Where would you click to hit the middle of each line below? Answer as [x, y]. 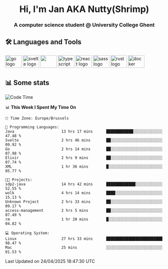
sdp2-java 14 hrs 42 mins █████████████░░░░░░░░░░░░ [84, 184]
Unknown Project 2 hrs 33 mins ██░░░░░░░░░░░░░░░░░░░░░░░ [84, 202]
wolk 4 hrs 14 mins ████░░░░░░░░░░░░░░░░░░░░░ [84, 193]
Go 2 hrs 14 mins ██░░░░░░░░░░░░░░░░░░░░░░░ [84, 149]
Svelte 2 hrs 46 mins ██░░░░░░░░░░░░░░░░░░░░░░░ [84, 141]
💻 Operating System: [28, 233]
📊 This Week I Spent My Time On [41, 107]
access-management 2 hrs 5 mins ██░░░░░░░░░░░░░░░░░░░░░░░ [84, 211]
